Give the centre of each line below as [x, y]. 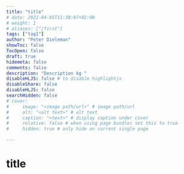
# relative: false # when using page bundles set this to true [92, 124]
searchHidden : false [32, 95]
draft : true [21, 56]
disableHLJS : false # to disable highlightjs [64, 79]
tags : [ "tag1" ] [25, 34]
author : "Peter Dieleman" [38, 40]
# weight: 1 [21, 23]
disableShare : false [32, 85]
